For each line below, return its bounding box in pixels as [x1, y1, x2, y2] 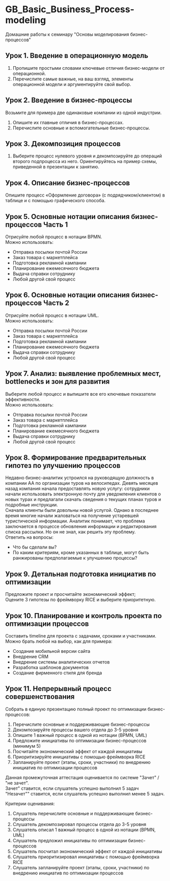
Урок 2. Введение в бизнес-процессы [5, 96, 132, 105]
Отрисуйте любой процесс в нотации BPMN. [5, 234, 102, 240]
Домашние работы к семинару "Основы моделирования [5, 31, 129, 37]
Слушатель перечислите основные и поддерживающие [12, 810, 134, 816]
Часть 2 [43, 299, 70, 308]
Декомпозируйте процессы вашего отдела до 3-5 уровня [12, 727, 138, 733]
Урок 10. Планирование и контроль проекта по [5, 611, 162, 620]
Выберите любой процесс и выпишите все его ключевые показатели [5, 391, 156, 397]
